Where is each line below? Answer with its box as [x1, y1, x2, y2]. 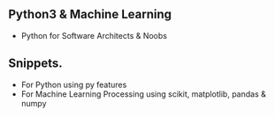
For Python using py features [20, 79, 127, 90]
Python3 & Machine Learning [8, 7, 172, 22]
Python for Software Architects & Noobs [20, 30, 167, 40]
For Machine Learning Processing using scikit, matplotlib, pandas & [20, 88, 267, 99]
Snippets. [8, 56, 63, 71]
